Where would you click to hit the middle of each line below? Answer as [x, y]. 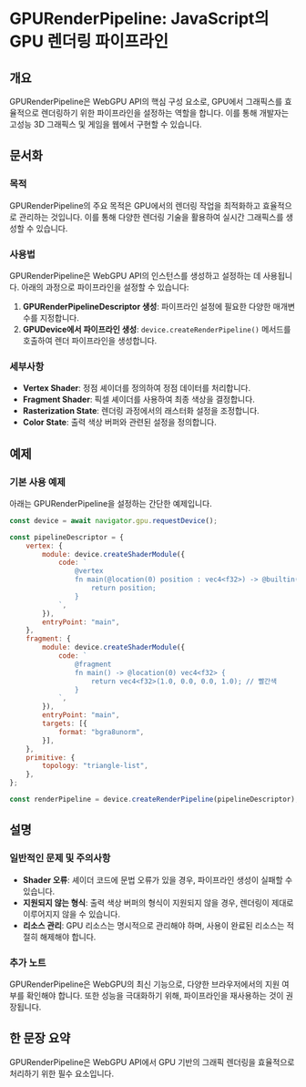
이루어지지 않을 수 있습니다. [71, 914]
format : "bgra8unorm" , [101, 732]
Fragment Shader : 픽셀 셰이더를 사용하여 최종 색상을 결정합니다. [138, 400]
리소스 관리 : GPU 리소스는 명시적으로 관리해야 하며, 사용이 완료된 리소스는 [153, 925]
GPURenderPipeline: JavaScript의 [139, 19]
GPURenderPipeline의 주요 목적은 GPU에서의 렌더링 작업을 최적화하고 [135, 205]
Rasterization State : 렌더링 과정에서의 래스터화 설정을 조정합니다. [141, 411]
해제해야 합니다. [68, 937]
